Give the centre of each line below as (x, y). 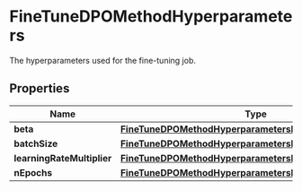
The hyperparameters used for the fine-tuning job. (102, 60)
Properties (40, 88)
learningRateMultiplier (63, 158)
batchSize (36, 143)
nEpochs (33, 172)
